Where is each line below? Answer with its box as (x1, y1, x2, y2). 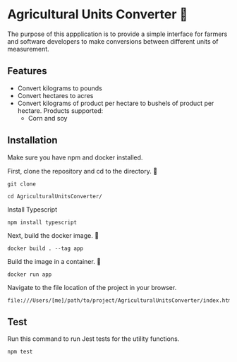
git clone (7, 180, 37, 188)
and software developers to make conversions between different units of (7, 37, 219, 45)
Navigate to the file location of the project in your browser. (7, 283, 177, 291)
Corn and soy (28, 114, 68, 122)
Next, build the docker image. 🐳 (7, 231, 99, 239)
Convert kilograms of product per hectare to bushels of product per (17, 99, 214, 107)
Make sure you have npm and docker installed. (7, 153, 143, 162)
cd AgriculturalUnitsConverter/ (7, 193, 102, 200)
